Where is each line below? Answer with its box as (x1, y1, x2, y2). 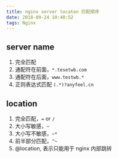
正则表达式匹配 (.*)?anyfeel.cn (14, 81, 94, 88)
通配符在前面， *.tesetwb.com (14, 66, 87, 73)
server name (6, 42, 55, 52)
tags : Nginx (6, 20, 36, 26)
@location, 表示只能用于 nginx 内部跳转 (14, 145, 112, 152)
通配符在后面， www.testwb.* (14, 73, 84, 80)
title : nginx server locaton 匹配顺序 (6, 8, 100, 15)
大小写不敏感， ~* (14, 130, 58, 137)
